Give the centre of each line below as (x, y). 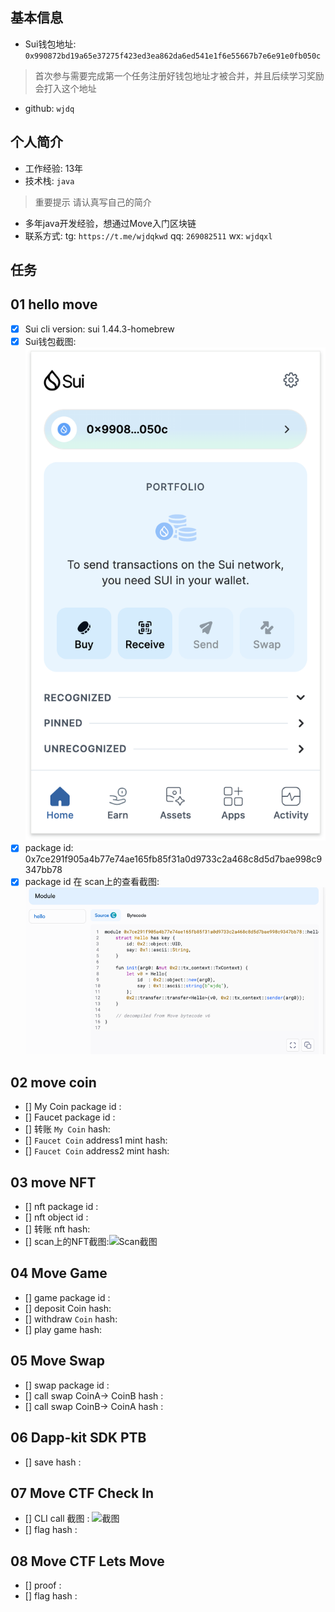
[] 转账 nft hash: (57, 1229)
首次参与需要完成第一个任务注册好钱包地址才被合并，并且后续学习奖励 (179, 75)
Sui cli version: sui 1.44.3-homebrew (99, 329)
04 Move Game (59, 1273)
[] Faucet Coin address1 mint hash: (96, 1140)
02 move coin (53, 1082)
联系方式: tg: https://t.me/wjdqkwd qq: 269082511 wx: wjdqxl (148, 235)
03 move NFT (53, 1182)
